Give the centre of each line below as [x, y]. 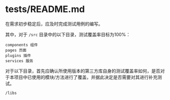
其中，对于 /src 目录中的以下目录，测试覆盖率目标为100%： [68, 34]
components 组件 [22, 45]
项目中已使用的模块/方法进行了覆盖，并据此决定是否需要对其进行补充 [86, 77]
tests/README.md [45, 9]
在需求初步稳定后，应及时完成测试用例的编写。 [54, 24]
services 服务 [19, 61]
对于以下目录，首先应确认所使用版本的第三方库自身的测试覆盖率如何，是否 [83, 71]
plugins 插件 [18, 56]
